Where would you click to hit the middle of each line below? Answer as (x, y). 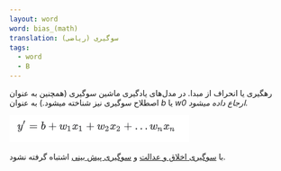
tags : (19, 48)
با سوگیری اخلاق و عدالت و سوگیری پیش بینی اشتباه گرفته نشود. (118, 157)
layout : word (34, 19)
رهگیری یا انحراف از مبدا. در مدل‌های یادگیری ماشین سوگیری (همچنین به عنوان (141, 93)
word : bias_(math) (44, 28)
